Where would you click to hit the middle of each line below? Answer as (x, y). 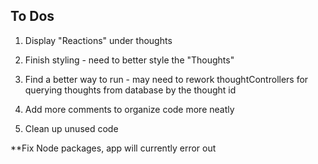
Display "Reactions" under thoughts (98, 40)
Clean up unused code (71, 128)
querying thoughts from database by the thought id (130, 90)
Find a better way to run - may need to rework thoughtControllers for (166, 79)
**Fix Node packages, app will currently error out (113, 148)
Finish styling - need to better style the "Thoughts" (129, 60)
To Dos (32, 16)
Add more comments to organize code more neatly (129, 109)
